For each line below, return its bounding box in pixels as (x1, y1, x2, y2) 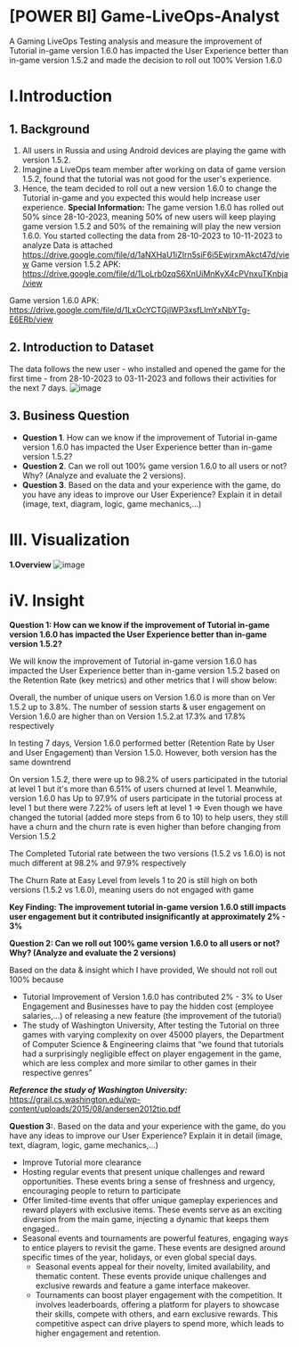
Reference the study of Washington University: (9, 1085, 188, 1095)
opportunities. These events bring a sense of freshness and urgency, (21, 1176, 276, 1187)
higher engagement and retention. (35, 1327, 161, 1339)
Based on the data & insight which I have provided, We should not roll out (9, 965, 278, 976)
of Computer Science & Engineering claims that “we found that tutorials (21, 1039, 285, 1050)
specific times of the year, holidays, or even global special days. (21, 1252, 257, 1263)
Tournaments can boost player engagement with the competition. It (35, 1290, 283, 1301)
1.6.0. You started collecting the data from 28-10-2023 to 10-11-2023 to (21, 230, 283, 241)
